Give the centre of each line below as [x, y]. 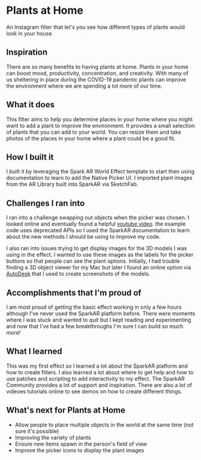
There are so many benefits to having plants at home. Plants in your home [97, 67]
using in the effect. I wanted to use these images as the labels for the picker [100, 255]
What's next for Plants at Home [66, 411]
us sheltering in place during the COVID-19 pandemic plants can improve [96, 79]
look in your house [29, 33]
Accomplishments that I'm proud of [74, 292]
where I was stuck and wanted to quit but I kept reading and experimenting [99, 320]
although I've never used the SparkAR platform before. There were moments [101, 313]
